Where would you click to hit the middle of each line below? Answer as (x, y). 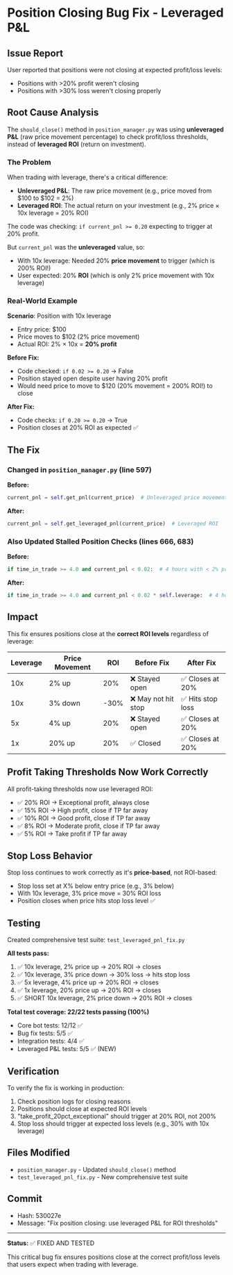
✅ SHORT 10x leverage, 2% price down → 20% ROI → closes (105, 998)
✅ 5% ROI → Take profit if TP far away (72, 834)
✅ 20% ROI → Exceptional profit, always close (83, 802)
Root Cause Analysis (53, 113)
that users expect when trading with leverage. (73, 1264)
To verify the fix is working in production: (66, 1088)
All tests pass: (28, 953)
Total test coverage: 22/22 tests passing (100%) (78, 1012)
